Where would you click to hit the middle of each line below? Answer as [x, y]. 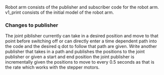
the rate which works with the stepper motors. [52, 67]
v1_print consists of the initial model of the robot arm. [60, 12]
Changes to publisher [32, 25]
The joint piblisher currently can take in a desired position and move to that [82, 36]
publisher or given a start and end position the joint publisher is [70, 57]
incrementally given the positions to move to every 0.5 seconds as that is [80, 62]
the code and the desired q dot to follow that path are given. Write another [81, 46]
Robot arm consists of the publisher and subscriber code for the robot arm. [82, 7]
